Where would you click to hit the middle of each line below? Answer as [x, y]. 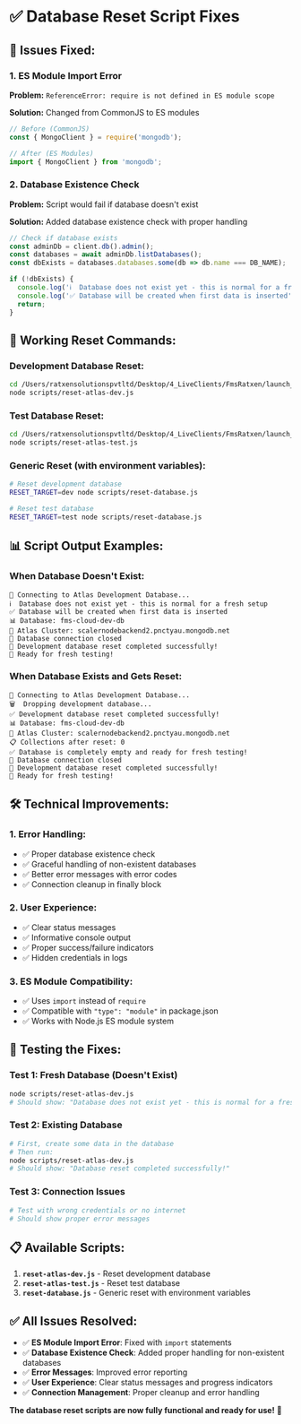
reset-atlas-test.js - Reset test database [101, 1283]
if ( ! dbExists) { [42, 280]
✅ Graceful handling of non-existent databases [109, 864]
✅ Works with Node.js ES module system [98, 1021]
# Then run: [31, 1152]
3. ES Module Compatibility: [71, 981]
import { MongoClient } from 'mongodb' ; [86, 162]
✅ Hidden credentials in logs [75, 957]
